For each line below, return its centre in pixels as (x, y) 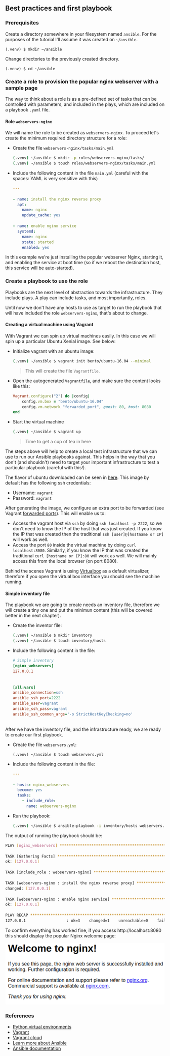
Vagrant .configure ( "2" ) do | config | (51, 396)
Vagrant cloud (27, 1037)
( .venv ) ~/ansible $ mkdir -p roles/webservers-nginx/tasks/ (78, 158)
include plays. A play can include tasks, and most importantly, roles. (76, 298)
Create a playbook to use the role (47, 281)
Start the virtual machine (38, 422)
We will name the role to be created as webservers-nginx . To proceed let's (82, 133)
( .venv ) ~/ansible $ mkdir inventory (52, 636)
